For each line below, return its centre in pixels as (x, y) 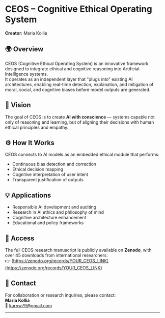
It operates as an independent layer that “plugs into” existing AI (69, 79)
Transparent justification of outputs (48, 180)
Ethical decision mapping (38, 169)
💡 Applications (28, 195)
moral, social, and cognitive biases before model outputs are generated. (78, 89)
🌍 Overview (24, 49)
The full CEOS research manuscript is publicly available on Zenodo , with (78, 250)
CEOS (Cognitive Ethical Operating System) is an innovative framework (77, 63)
